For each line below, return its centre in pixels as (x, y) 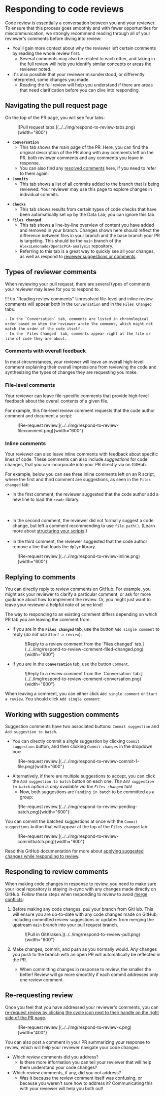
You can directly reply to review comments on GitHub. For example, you (78, 589)
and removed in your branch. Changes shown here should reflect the (89, 230)
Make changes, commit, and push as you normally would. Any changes (84, 949)
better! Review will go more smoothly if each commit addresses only (89, 974)
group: (26, 797)
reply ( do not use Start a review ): (47, 634)
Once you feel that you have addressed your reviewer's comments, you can (82, 1007)
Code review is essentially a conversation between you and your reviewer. (80, 23)
